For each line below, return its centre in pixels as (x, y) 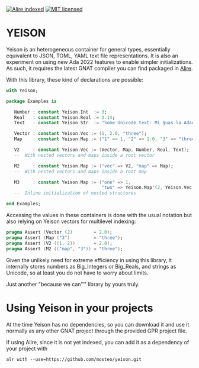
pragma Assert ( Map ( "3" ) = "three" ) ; (65, 238)
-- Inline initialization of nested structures (75, 193)
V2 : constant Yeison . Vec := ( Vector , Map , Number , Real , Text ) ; (102, 150)
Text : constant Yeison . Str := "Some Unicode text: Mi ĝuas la (98, 123)
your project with (27, 348)
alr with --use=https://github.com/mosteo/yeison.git (74, 359)
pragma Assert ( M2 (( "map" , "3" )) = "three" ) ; (65, 248)
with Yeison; (22, 91)
